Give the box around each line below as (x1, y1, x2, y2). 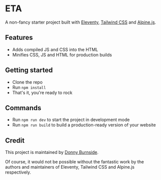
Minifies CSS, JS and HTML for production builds (12, 52, 112, 58)
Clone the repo (12, 79, 43, 85)
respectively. (5, 169, 31, 175)
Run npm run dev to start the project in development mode (12, 117, 130, 123)
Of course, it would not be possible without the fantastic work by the (5, 159, 144, 165)
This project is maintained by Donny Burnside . (5, 150, 98, 155)
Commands (5, 104, 42, 112)
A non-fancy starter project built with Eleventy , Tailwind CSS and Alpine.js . (5, 19, 157, 25)
